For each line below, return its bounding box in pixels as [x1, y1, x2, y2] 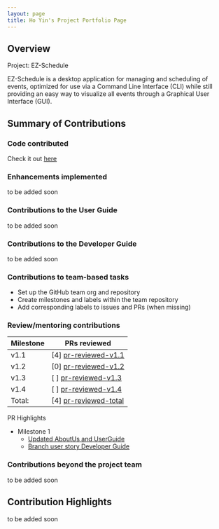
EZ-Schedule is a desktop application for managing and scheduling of [7, 75, 209, 83]
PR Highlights [7, 414, 47, 422]
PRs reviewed [64, 338, 112, 348]
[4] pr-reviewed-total [51, 396, 125, 406]
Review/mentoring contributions [7, 320, 120, 330]
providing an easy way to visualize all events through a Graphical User [7, 90, 210, 98]
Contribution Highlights [7, 496, 112, 508]
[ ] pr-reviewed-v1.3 [51, 373, 122, 383]
